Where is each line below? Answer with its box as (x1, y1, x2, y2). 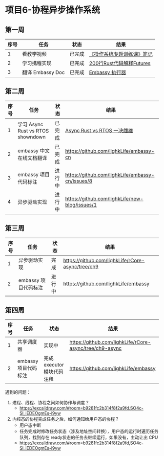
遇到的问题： (5, 389, 31, 395)
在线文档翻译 (18, 155, 47, 161)
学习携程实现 (22, 60, 52, 67)
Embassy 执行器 (89, 69, 126, 76)
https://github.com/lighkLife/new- (65, 195, 143, 202)
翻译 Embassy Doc (22, 69, 65, 76)
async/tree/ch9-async (69, 345, 122, 352)
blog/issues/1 (65, 201, 97, 208)
